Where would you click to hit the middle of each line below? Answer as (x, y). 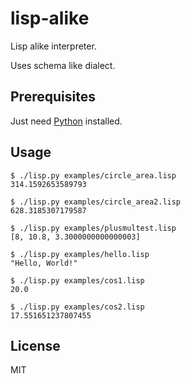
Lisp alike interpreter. (53, 46)
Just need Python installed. (66, 121)
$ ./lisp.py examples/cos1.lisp (77, 280)
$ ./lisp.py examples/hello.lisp (80, 254)
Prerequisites (53, 97)
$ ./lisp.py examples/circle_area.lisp (93, 175)
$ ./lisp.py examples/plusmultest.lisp (93, 228)
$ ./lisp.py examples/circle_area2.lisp (96, 202)
